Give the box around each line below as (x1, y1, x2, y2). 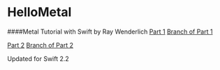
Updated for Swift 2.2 (7, 54, 70, 63)
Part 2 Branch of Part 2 (7, 41, 73, 49)
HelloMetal (7, 4, 72, 20)
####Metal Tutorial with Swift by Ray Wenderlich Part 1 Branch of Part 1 (7, 27, 213, 36)
